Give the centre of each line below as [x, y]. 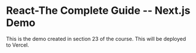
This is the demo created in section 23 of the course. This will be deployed [96, 39]
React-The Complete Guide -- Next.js [98, 11]
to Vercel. [18, 45]
